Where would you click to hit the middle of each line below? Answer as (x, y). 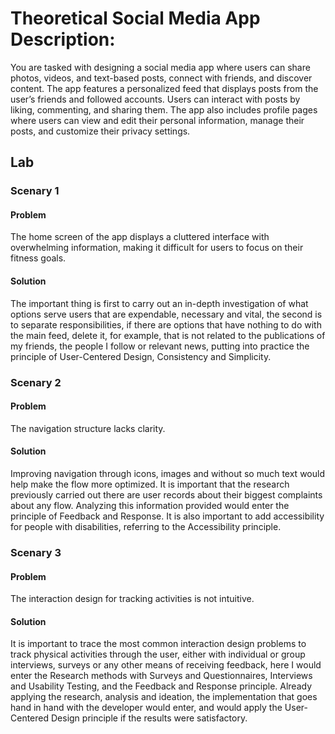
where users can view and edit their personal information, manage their (157, 120)
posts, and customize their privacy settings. (100, 131)
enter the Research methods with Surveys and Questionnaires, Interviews (161, 676)
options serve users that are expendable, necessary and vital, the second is (166, 314)
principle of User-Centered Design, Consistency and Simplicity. (141, 356)
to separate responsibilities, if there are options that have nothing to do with (166, 324)
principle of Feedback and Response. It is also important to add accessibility (167, 516)
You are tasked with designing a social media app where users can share (160, 67)
